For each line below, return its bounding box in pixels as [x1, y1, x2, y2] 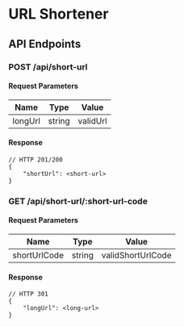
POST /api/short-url [8, 61, 88, 73]
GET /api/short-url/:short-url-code [8, 195, 148, 207]
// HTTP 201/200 [8, 155, 63, 164]
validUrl [77, 115, 107, 126]
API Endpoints [8, 37, 82, 51]
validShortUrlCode [101, 249, 172, 261]
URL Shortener [8, 5, 109, 23]
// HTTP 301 [8, 290, 48, 299]
